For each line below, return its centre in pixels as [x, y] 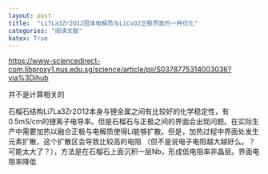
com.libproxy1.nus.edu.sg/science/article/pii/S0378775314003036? [120, 70]
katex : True [28, 38]
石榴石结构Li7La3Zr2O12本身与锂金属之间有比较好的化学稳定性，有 [119, 111]
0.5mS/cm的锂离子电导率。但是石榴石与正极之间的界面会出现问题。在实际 [130, 122]
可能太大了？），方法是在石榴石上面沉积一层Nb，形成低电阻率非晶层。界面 [131, 152]
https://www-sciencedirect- [54, 61]
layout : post [30, 16]
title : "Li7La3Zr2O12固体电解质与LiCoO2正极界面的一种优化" [103, 23]
